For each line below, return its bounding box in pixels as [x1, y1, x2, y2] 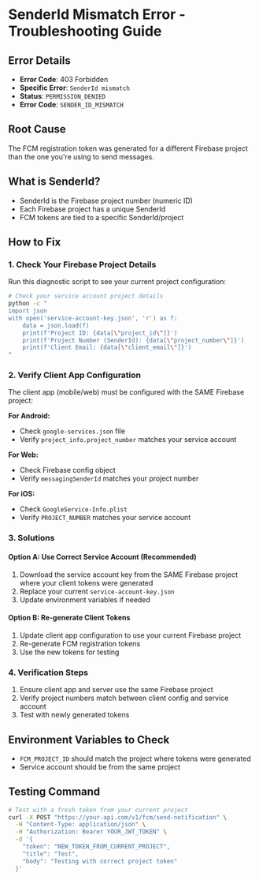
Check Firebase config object [19, 466, 116, 475]
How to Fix [8, 235, 61, 249]
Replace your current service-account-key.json [19, 586, 175, 596]
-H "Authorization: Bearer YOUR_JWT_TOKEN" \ [15, 828, 168, 836]
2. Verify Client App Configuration [8, 369, 142, 380]
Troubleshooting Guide [8, 22, 162, 40]
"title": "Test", [22, 850, 80, 858]
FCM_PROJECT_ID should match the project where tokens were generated [19, 754, 252, 763]
